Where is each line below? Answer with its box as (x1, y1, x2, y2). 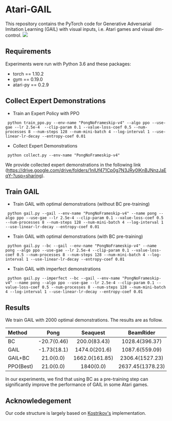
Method (8, 329, 28, 336)
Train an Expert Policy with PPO (12, 110, 80, 116)
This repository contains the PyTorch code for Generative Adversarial (5, 21, 152, 27)
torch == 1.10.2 (12, 70, 44, 77)
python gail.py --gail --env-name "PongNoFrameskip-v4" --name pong (7, 211, 157, 216)
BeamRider (127, 329, 156, 336)
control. (5, 32, 22, 38)
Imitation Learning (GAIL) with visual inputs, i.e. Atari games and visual (5, 26, 154, 32)
